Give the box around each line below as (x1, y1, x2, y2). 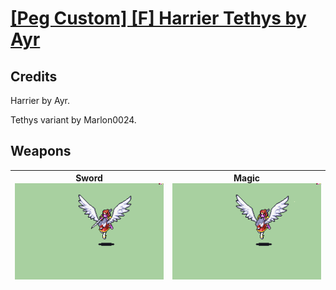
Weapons (10, 143, 72, 160)
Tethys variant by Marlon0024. (10, 114, 137, 126)
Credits (10, 68, 58, 85)
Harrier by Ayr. (10, 95, 71, 106)
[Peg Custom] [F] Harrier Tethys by (10, 7, 307, 30)
